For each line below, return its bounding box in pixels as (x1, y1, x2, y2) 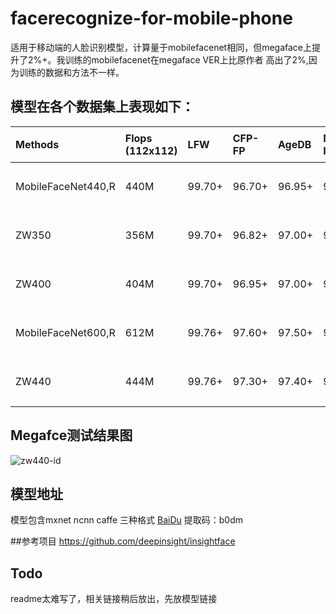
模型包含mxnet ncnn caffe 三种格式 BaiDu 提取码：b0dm (10, 514, 244, 526)
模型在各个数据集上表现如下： (10, 98, 195, 116)
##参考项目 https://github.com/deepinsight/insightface (10, 535, 236, 547)
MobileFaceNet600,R (15, 325, 116, 339)
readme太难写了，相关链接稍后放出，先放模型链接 (10, 593, 218, 605)
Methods (15, 137, 60, 151)
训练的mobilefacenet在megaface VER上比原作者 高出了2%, (64, 53, 309, 66)
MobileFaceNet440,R (15, 179, 116, 193)
